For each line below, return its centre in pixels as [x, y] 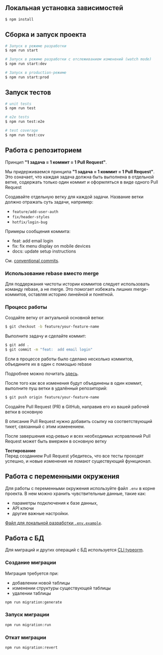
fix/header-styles [31, 217]
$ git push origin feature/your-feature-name [52, 397]
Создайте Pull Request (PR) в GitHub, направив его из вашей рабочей [77, 406]
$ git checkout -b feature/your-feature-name [52, 327]
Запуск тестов [28, 93]
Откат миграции [26, 637]
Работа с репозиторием [43, 151]
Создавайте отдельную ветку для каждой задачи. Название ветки [74, 197]
